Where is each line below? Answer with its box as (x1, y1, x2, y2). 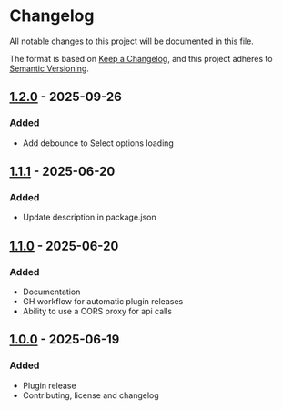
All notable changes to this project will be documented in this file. (9, 36, 255, 46)
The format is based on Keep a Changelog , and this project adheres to (9, 53, 273, 64)
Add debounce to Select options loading (22, 138, 175, 149)
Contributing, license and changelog (22, 389, 159, 401)
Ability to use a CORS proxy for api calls (22, 306, 173, 316)
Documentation (22, 286, 81, 297)
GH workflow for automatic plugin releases (22, 296, 184, 306)
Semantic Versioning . (9, 63, 89, 74)
